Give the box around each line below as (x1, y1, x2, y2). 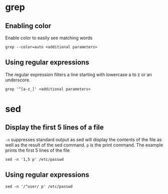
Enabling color (5, 22, 52, 30)
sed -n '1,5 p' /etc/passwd (5, 157, 64, 162)
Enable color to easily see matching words (5, 35, 93, 41)
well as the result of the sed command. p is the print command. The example (5, 142, 163, 148)
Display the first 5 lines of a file (5, 123, 104, 132)
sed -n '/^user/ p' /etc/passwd (5, 184, 73, 189)
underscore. (5, 77, 31, 83)
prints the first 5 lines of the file (5, 147, 70, 153)
